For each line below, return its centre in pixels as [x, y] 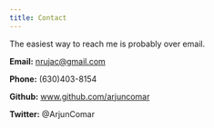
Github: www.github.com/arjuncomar [80, 96]
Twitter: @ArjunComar [52, 113]
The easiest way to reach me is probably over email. [107, 44]
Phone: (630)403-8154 [53, 79]
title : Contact [38, 18]
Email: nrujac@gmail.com [58, 61]
